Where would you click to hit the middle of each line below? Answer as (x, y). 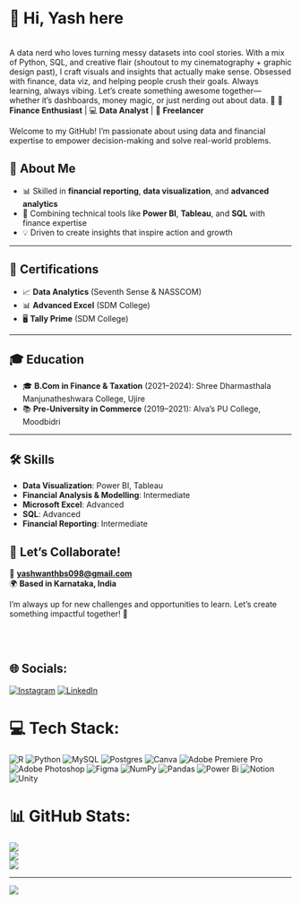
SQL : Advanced (51, 514)
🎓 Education (47, 359)
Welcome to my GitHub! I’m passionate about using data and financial (138, 131)
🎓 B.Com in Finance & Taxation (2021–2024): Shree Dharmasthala (146, 386)
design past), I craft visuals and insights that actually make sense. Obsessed (150, 72)
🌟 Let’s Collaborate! (65, 551)
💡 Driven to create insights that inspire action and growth (127, 232)
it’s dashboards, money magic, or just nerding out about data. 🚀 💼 (163, 100)
